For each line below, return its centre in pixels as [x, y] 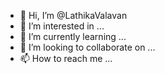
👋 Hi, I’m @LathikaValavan [73, 15]
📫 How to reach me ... [66, 58]
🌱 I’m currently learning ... [73, 36]
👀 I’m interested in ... [62, 26]
